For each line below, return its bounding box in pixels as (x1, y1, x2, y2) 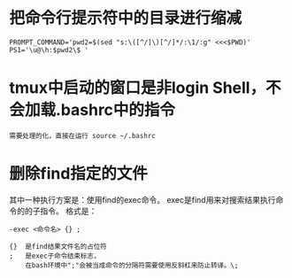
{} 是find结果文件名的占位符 (9, 242, 108, 251)
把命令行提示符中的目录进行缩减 (9, 8, 242, 28)
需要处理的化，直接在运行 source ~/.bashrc (9, 131, 157, 140)
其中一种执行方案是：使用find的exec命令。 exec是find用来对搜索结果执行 (9, 194, 276, 205)
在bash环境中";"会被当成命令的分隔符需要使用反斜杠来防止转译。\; (25, 260, 239, 270)
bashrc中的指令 (60, 100, 175, 120)
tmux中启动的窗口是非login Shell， (9, 78, 266, 98)
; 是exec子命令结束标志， (9, 251, 101, 260)
